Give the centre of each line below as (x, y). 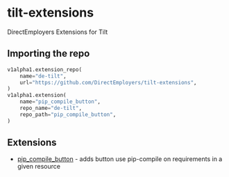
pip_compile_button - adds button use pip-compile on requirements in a (120, 159)
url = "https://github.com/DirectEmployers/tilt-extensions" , (108, 82)
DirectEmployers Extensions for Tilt (58, 32)
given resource (39, 167)
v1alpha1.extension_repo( (44, 69)
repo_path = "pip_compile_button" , (68, 114)
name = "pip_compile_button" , (60, 102)
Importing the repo (49, 54)
